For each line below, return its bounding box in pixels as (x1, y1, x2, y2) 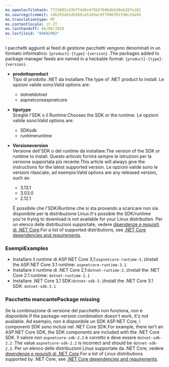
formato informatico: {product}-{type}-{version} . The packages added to (5, 50, 160, 56)
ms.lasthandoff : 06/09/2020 (5, 26, 65, 31)
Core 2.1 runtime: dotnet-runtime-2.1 (12, 272, 90, 279)
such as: (12, 175, 30, 180)
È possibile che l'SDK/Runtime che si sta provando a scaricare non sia (12, 205, 158, 211)
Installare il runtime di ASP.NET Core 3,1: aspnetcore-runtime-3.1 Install (12, 256, 158, 263)
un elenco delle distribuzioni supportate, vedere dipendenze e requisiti (12, 222, 160, 227)
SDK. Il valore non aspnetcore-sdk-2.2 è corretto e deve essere (5, 334, 136, 340)
